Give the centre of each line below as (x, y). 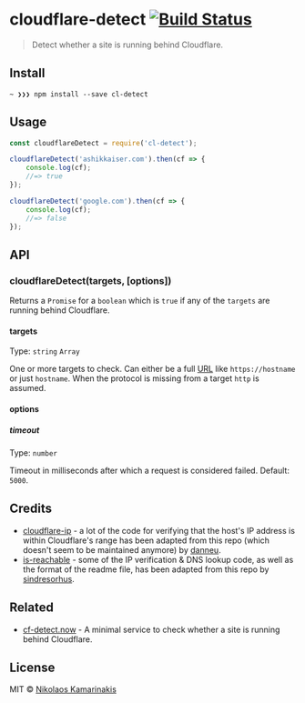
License (32, 667)
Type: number (33, 452)
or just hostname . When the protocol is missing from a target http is (134, 378)
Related (32, 608)
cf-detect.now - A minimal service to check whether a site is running (151, 629)
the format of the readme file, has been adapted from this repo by (146, 569)
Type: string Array (45, 351)
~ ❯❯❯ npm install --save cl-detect (79, 94)
